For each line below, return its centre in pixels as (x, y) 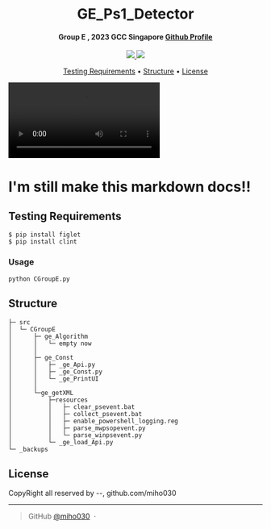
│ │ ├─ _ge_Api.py (52, 364)
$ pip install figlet (45, 235)
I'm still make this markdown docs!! (130, 187)
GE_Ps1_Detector (135, 14)
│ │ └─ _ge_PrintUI (54, 379)
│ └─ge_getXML (41, 393)
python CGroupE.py (39, 279)
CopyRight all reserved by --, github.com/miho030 (92, 494)
